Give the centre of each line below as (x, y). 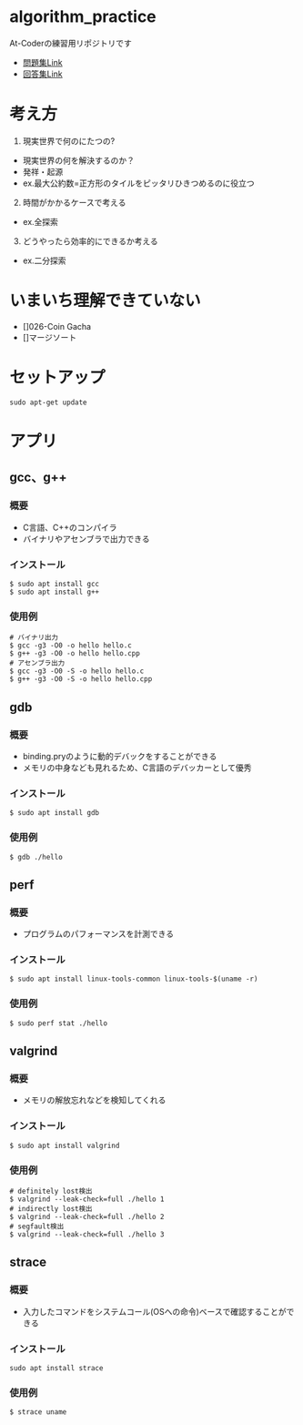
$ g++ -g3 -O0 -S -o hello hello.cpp (81, 679)
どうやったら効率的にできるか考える (91, 241)
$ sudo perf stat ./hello (58, 1023)
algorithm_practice (83, 17)
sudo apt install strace (56, 1369)
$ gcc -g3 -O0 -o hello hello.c (71, 646)
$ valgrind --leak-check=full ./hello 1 (87, 1199)
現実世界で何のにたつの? (69, 141)
